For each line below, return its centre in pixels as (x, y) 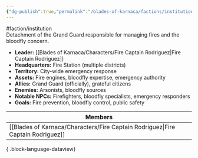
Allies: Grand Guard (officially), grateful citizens (73, 84)
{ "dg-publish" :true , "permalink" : (47, 11)
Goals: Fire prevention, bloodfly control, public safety (80, 102)
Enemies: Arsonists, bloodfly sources (60, 90)
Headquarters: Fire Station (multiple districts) (70, 65)
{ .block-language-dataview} (41, 149)
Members (99, 117)
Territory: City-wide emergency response (65, 71)
